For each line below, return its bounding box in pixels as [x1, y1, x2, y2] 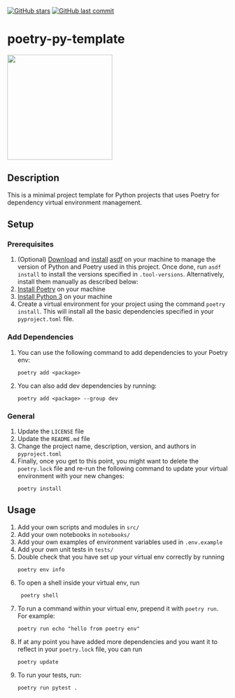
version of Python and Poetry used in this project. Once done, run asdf [17, 263, 222, 271]
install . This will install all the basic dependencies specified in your [17, 307, 215, 316]
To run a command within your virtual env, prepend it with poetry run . [17, 604, 219, 613]
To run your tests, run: [17, 671, 82, 679]
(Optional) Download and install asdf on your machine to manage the [17, 256, 216, 264]
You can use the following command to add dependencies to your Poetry [17, 348, 229, 356]
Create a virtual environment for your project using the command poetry [17, 300, 226, 308]
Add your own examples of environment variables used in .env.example [17, 538, 223, 546]
